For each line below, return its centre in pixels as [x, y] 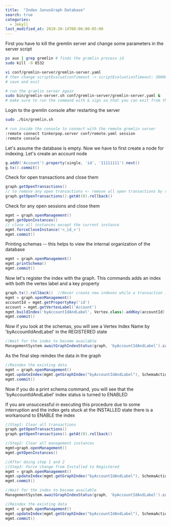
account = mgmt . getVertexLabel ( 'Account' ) [51, 307]
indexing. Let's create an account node [46, 153]
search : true [19, 15]
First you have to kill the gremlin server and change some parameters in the [84, 43]
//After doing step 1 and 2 [35, 462]
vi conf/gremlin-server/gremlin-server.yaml [53, 72]
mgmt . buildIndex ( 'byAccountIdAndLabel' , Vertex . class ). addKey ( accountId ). [86, 312]
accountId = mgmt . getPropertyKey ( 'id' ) [48, 302]
